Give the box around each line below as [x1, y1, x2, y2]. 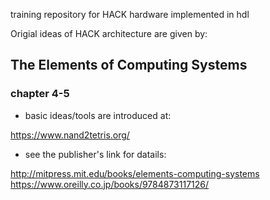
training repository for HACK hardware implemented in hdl [10, 9, 250, 20]
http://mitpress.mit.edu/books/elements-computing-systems [10, 167, 260, 179]
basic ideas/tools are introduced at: [24, 109, 172, 121]
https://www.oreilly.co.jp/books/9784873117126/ [10, 178, 210, 190]
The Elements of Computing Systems [10, 57, 248, 74]
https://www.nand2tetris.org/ [10, 129, 130, 141]
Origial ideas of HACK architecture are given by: [10, 28, 208, 39]
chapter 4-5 [10, 87, 70, 101]
